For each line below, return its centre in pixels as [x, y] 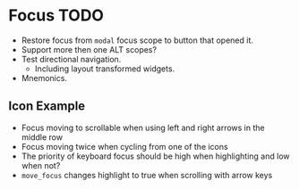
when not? [41, 165]
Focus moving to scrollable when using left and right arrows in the [143, 127]
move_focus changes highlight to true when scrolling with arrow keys [147, 175]
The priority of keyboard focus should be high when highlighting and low [155, 156]
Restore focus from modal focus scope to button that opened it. [137, 40]
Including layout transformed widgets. [105, 69]
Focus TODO [56, 16]
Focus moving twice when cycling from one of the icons [125, 146]
